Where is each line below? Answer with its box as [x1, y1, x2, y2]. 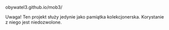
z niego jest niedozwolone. [5, 19, 62, 25]
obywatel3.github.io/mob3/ [5, 4, 62, 10]
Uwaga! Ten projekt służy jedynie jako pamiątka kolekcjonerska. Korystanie [5, 14, 164, 19]
